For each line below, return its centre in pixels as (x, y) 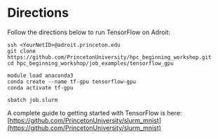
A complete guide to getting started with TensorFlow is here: (95, 112)
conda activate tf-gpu (40, 88)
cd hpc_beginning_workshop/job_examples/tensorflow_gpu (90, 63)
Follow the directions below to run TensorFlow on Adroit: (89, 32)
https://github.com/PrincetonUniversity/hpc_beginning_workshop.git (109, 57)
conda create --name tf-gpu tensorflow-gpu (72, 82)
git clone (22, 51)
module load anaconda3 (40, 75)
